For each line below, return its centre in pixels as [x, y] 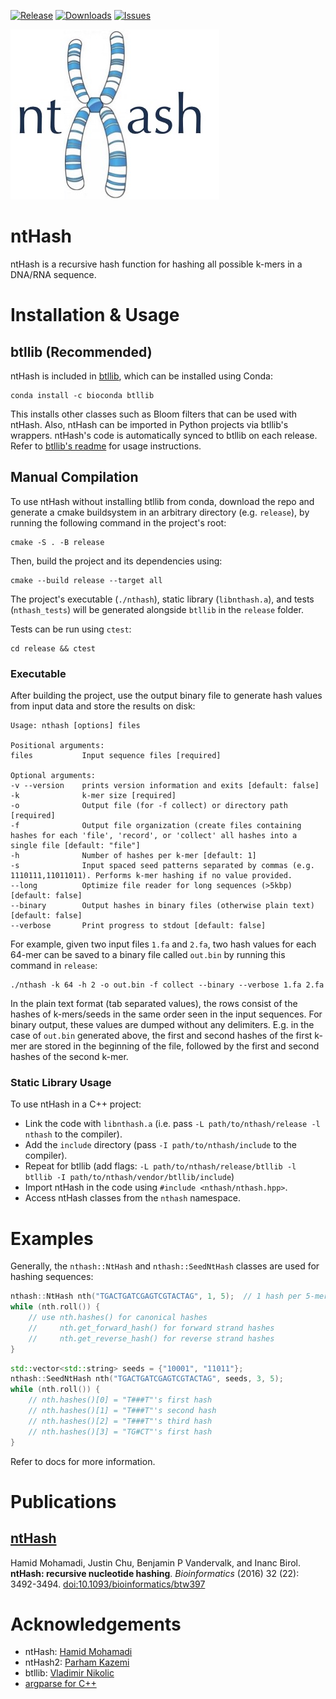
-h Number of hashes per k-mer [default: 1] [133, 856]
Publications [63, 1501]
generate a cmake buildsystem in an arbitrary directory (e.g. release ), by [160, 512]
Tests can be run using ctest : [71, 629]
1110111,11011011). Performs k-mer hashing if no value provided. [151, 876]
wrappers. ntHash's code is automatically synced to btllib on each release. [164, 435]
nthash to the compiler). [73, 1134]
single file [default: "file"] [75, 846]
